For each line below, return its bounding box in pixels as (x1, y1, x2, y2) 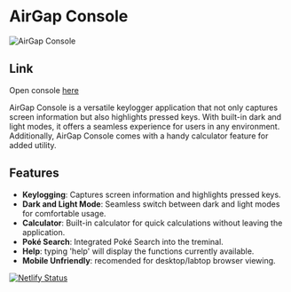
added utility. (9, 139, 57, 150)
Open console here (9, 84, 80, 95)
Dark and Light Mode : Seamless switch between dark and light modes (21, 198, 280, 209)
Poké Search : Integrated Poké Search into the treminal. (21, 236, 224, 247)
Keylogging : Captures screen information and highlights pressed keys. (21, 189, 281, 200)
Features (9, 166, 59, 181)
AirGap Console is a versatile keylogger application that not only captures (9, 102, 278, 113)
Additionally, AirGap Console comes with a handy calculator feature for (9, 130, 269, 141)
